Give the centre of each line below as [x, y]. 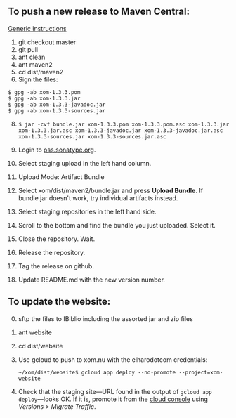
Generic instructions [37, 28]
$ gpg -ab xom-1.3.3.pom [44, 92]
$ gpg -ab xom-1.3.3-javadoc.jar [57, 105]
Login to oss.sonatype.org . [57, 150]
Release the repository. [52, 252]
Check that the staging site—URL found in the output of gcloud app [115, 391]
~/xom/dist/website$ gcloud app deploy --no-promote [97, 372]
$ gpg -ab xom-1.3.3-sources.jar [57, 111]
